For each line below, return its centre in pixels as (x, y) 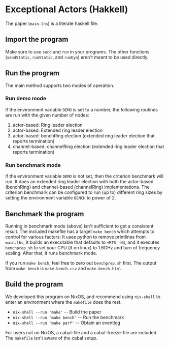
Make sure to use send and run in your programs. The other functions (77, 51)
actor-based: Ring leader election (47, 125)
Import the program (37, 39)
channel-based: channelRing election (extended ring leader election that (88, 147)
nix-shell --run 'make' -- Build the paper (57, 312)
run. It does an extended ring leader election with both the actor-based (79, 182)
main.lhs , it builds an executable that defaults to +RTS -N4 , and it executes (82, 242)
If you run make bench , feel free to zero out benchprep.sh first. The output (81, 263)
